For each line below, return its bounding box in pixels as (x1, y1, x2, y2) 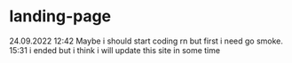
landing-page (9, 6, 112, 27)
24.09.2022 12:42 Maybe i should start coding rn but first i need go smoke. (9, 35, 284, 46)
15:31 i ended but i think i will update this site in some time (9, 44, 220, 55)
